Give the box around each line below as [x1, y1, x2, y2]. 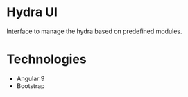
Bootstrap [16, 81, 45, 90]
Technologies [6, 51, 87, 67]
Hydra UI [6, 4, 58, 20]
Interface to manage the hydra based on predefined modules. [6, 27, 182, 35]
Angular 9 [16, 74, 45, 82]
